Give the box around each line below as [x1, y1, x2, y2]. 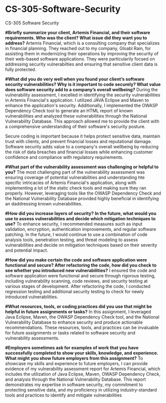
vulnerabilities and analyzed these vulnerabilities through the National [5, 113, 147, 119]
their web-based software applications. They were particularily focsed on [5, 56, 155, 62]
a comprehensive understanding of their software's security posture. [5, 123, 146, 130]
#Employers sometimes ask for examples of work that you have [5, 344, 139, 350]
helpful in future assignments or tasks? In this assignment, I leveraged [5, 309, 151, 315]
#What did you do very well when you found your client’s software [5, 76, 145, 82]
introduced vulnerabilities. [5, 294, 58, 300]
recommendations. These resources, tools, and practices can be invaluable [5, 324, 159, 331]
